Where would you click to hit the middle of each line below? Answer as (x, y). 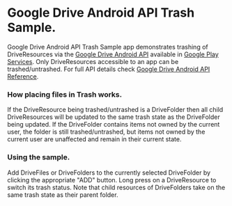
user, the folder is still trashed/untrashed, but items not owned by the (106, 132)
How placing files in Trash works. (65, 94)
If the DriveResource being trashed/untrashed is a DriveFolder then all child (115, 110)
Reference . (23, 76)
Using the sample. (39, 157)
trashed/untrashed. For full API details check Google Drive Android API (109, 69)
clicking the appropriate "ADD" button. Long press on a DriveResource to (112, 180)
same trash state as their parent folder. (63, 195)
